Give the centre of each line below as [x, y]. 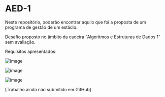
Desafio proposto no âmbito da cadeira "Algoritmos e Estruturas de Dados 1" [83, 37]
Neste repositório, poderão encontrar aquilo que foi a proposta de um [76, 22]
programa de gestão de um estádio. [41, 27]
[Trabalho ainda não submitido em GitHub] [48, 89]
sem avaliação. [20, 42]
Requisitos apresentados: [31, 51]
